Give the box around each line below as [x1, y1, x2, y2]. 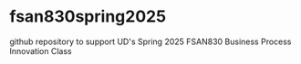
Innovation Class [9, 45, 72, 56]
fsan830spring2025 [9, 6, 167, 27]
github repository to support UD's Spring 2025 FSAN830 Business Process [9, 36, 292, 47]
